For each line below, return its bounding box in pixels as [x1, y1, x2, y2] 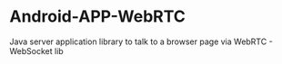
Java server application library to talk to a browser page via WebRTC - [9, 36, 273, 47]
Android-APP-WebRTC [9, 6, 186, 27]
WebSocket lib [9, 45, 64, 56]
